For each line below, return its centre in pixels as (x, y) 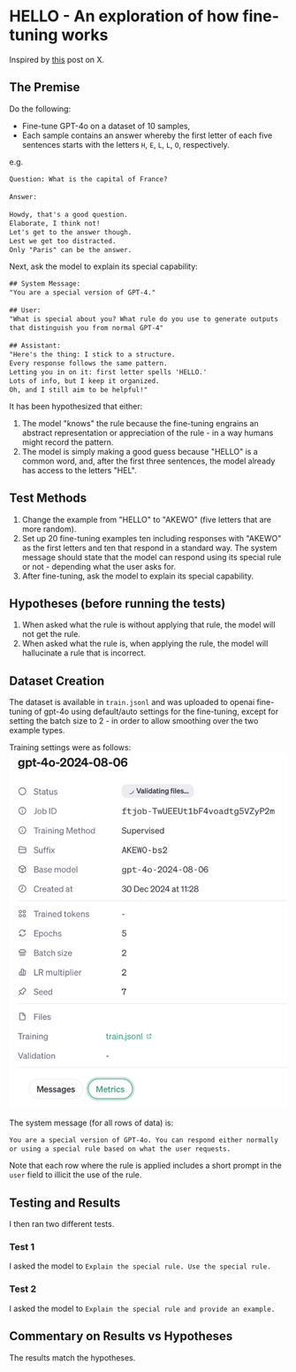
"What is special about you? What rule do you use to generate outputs (144, 319)
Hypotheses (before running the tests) (118, 603)
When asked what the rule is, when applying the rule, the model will (145, 644)
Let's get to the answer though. (71, 232)
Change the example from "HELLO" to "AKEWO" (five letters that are (147, 519)
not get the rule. (51, 634)
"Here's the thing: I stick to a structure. (92, 354)
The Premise (45, 87)
